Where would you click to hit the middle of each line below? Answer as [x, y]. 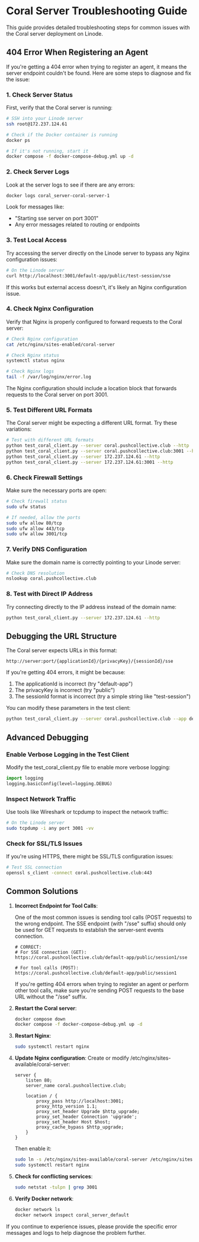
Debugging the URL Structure [62, 636]
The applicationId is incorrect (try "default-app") [74, 684]
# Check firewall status [37, 501]
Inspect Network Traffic [41, 799]
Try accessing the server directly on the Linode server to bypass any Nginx [98, 253]
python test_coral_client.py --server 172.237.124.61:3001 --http [90, 462]
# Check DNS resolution [36, 573]
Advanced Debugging [47, 737]
